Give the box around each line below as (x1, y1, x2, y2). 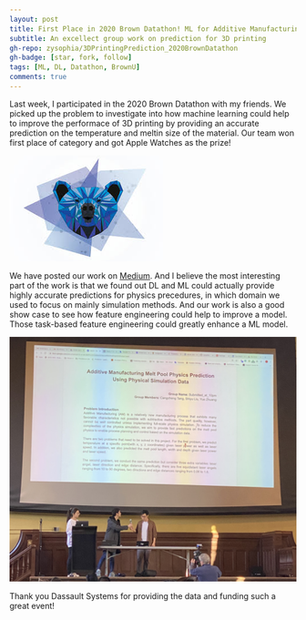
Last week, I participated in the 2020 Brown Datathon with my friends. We (9, 98, 287, 109)
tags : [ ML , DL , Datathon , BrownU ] (9, 63, 141, 72)
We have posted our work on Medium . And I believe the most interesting (9, 269, 280, 281)
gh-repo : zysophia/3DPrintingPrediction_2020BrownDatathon (9, 44, 239, 53)
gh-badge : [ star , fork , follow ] (9, 53, 132, 63)
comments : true (9, 73, 67, 82)
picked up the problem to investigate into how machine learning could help (9, 107, 290, 118)
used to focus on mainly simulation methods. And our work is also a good (9, 299, 285, 310)
